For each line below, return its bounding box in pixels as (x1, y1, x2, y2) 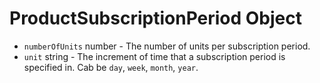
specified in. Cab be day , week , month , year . (23, 61, 199, 73)
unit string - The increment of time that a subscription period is (23, 50, 286, 62)
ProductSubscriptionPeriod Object (9, 7, 303, 30)
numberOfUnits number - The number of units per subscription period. (23, 40, 311, 52)
